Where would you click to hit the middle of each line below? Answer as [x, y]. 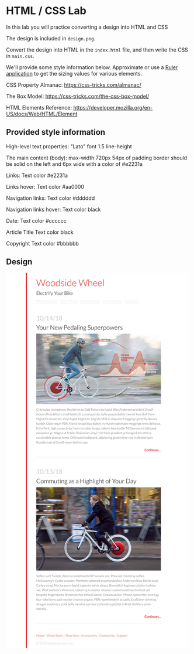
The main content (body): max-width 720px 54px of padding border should [97, 158]
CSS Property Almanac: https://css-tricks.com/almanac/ [74, 85]
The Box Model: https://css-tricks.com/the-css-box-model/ [78, 96]
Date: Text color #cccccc [37, 220]
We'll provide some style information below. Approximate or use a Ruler [92, 67]
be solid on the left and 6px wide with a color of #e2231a [75, 164]
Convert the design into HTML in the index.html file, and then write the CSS [97, 50]
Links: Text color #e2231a [37, 175]
